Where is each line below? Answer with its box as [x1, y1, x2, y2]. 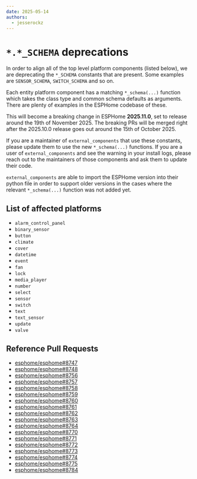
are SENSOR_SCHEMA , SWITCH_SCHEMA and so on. [6, 78, 115, 85]
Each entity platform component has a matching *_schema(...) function [6, 89, 181, 96]
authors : [6, 14, 28, 20]
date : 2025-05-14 [6, 8, 49, 15]
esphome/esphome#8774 [14, 454, 78, 461]
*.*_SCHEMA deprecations [6, 45, 129, 59]
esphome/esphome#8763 [14, 416, 78, 423]
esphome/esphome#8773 [14, 447, 78, 454]
